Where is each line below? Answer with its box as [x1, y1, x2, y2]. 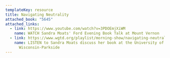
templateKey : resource [5, 7, 53, 13]
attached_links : [5, 21, 39, 27]
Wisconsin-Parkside [18, 45, 60, 50]
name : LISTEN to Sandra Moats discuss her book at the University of [14, 40, 164, 45]
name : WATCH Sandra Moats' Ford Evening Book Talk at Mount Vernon [14, 31, 159, 36]
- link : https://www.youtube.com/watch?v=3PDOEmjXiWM [10, 26, 125, 31]
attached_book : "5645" [5, 17, 53, 22]
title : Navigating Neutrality [5, 12, 69, 17]
